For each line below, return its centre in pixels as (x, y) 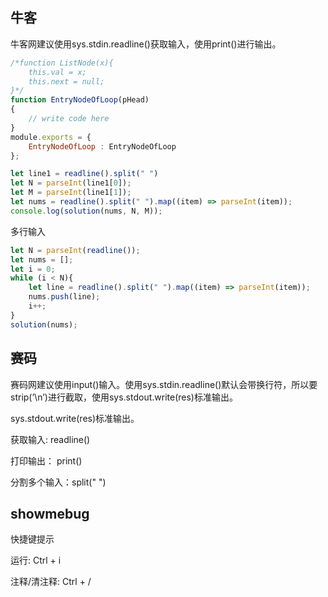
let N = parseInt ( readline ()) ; (75, 250)
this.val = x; (57, 72)
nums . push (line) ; (64, 297)
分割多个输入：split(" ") (58, 482)
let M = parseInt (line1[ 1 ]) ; (71, 193)
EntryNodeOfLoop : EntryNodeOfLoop (102, 146)
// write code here (69, 119)
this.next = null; (66, 81)
